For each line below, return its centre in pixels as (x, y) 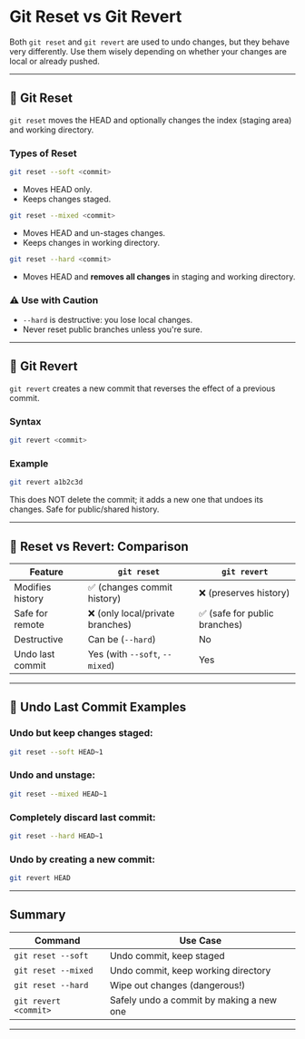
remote (30, 624)
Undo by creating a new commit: (83, 859)
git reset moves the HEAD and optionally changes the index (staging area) (151, 120)
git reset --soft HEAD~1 (56, 752)
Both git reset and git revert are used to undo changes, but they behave (150, 42)
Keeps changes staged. (67, 199)
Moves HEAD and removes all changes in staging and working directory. (159, 276)
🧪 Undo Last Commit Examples (98, 707)
